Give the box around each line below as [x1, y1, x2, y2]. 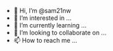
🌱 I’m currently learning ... [13, 21, 87, 29]
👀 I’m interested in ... [13, 14, 72, 22]
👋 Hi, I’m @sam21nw [13, 7, 72, 14]
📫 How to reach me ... [13, 37, 77, 44]
